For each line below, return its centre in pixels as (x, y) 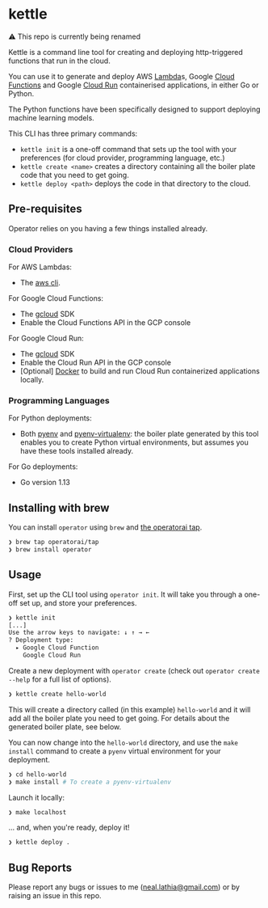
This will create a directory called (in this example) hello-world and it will (130, 709)
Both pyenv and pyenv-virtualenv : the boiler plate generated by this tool (139, 434)
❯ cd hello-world (38, 774)
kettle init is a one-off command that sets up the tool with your (128, 149)
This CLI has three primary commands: (73, 133)
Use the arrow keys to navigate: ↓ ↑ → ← (79, 633)
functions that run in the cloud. (59, 61)
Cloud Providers (41, 249)
